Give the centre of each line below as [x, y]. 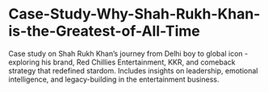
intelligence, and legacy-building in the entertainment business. [114, 79]
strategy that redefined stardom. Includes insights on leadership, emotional [133, 70]
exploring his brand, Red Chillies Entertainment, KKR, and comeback [122, 62]
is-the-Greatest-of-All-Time [104, 31]
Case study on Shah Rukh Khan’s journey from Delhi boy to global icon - [128, 53]
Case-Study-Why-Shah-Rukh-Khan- [134, 14]
